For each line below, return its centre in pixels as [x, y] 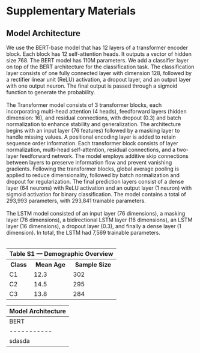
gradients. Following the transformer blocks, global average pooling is [92, 169]
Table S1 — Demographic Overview [61, 254]
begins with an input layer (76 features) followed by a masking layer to [93, 131]
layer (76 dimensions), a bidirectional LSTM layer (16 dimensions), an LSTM [99, 220]
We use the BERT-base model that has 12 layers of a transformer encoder [97, 47]
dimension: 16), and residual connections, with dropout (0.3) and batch [94, 118]
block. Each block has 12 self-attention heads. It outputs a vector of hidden [99, 54]
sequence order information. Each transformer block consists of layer [92, 143]
